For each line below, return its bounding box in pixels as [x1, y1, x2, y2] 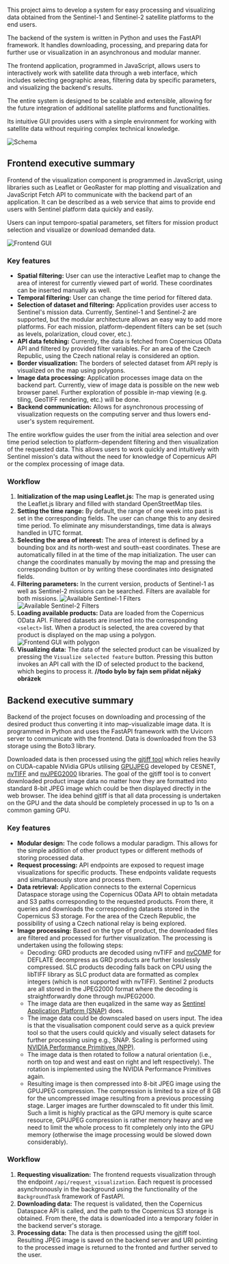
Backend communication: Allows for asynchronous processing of [16, 403, 204, 411]
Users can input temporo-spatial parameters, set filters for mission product [7, 218, 219, 226]
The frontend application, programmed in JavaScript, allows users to [7, 62, 200, 69]
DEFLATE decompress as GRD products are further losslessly [27, 955, 200, 964]
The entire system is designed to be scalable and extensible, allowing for [7, 97, 213, 105]
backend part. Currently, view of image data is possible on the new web [16, 381, 220, 390]
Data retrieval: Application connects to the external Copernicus [16, 883, 197, 891]
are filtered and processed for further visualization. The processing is [16, 933, 213, 942]
